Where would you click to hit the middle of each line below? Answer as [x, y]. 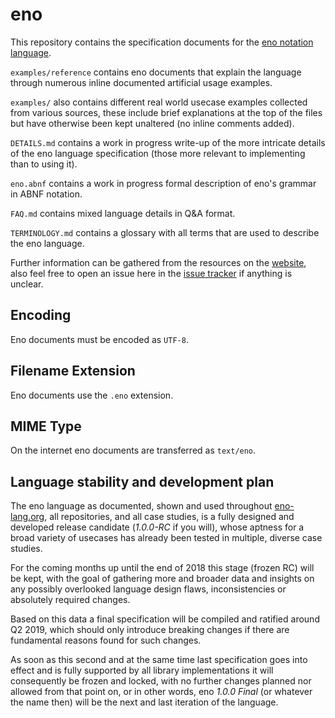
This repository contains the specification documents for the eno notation [162, 42]
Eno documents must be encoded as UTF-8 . [99, 339]
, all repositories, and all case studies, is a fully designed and [169, 517]
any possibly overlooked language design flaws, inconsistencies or [148, 589]
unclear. [27, 284]
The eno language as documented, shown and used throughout [141, 506]
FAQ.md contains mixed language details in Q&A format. [123, 213]
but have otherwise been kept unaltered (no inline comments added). [152, 123]
